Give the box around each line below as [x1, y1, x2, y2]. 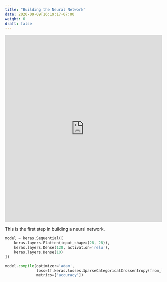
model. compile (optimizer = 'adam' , [5, 263, 75, 268]
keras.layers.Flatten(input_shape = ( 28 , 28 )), [14, 240, 110, 246]
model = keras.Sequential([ [5, 236, 64, 241]
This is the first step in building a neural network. [5, 226, 105, 232]
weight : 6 [5, 16, 26, 21]
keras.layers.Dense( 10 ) [14, 250, 64, 255]
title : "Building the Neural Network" [5, 7, 85, 12]
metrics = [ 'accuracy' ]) [36, 273, 83, 278]
